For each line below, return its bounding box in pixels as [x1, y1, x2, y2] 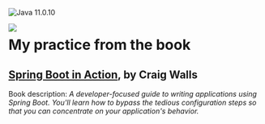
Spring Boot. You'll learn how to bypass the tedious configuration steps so [8, 97, 257, 107]
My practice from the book [8, 36, 191, 54]
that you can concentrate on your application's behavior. [8, 106, 199, 116]
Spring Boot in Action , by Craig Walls [8, 68, 199, 81]
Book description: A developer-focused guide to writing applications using [8, 89, 258, 98]
